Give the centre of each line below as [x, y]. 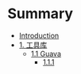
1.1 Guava [46, 54]
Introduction [39, 35]
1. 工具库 [33, 45]
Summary [40, 14]
